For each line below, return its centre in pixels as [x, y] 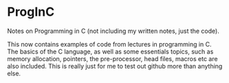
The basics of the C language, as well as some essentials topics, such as [110, 51]
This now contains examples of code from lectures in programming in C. [109, 44]
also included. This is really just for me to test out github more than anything [115, 66]
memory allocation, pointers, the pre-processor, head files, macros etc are [112, 58]
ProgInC [31, 12]
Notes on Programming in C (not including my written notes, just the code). [113, 31]
